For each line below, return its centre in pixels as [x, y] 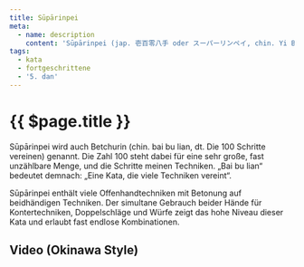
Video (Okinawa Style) [74, 250]
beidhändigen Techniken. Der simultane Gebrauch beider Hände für [136, 202]
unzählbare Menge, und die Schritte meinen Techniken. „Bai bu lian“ [136, 166]
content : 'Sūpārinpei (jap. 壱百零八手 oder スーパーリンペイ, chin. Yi [157, 43]
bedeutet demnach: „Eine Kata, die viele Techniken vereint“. [121, 175]
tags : [19, 52]
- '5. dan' [38, 77]
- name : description [56, 34]
